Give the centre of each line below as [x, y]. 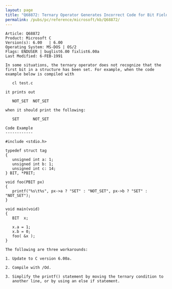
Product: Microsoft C [28, 38]
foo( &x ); [24, 236]
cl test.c [23, 83]
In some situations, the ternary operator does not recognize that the [83, 65]
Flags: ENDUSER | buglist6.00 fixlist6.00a [52, 52]
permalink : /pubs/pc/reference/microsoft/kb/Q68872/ [63, 20]
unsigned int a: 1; [33, 160]
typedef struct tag [26, 151]
